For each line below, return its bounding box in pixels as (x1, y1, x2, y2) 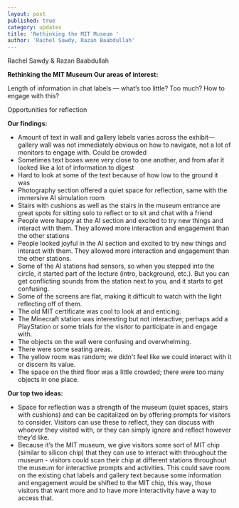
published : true (7, 17, 55, 24)
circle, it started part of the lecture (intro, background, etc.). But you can (17, 269, 230, 278)
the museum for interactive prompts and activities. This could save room (17, 464, 230, 472)
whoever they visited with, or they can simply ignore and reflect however (17, 425, 231, 435)
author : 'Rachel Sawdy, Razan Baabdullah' (7, 37, 135, 44)
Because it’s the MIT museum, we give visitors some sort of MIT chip (17, 441, 221, 450)
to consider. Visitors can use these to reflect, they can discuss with (17, 418, 215, 427)
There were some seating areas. (17, 345, 112, 353)
